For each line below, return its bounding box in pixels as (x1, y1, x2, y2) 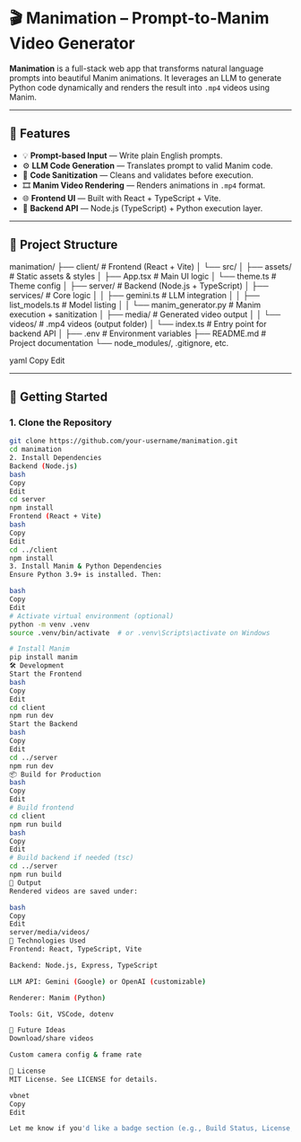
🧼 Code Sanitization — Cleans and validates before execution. (21, 169, 254, 181)
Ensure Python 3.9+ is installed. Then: (9, 571, 163, 580)
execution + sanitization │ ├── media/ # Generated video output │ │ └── (9, 308, 281, 320)
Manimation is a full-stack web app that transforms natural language (9, 63, 264, 74)
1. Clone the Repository (9, 416, 112, 429)
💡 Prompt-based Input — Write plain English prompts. (21, 150, 223, 161)
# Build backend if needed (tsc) (9, 854, 134, 863)
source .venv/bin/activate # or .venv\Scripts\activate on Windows (9, 628, 271, 637)
